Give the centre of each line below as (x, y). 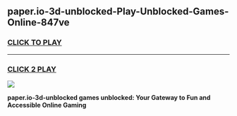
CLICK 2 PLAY (32, 69)
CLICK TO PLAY (35, 43)
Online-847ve (38, 23)
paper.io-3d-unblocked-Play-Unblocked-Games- (118, 12)
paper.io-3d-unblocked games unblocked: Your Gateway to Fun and (109, 97)
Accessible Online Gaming (47, 105)
